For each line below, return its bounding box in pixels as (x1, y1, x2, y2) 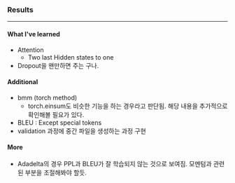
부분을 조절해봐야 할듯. (24, 168, 87, 177)
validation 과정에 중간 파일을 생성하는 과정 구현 (17, 126, 147, 135)
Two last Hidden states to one (27, 53, 114, 61)
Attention (17, 46, 44, 54)
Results (7, 5, 34, 15)
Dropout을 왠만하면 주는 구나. (17, 61, 99, 69)
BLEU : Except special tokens (17, 118, 102, 127)
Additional (7, 78, 38, 86)
